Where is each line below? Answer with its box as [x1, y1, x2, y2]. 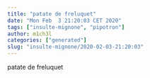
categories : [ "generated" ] [7, 37, 87, 44]
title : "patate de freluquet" [7, 10, 97, 18]
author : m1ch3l [7, 30, 52, 38]
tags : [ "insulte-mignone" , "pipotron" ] [7, 23, 125, 30]
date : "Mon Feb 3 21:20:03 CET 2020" [7, 17, 122, 24]
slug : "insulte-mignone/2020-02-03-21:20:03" [7, 43, 144, 50]
